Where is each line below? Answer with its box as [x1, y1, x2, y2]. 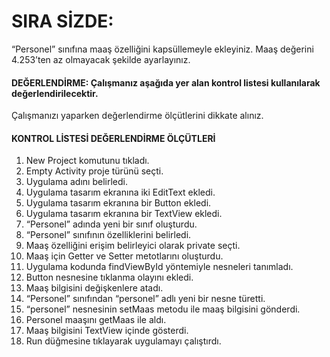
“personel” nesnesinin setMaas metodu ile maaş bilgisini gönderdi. [25, 303, 301, 315]
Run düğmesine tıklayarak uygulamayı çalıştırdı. [25, 335, 222, 347]
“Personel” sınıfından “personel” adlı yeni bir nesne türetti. [25, 293, 266, 305]
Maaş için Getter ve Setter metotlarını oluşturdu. [25, 250, 224, 262]
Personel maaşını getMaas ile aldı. [25, 314, 167, 326]
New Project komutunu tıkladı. [25, 155, 150, 167]
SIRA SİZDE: [11, 10, 114, 33]
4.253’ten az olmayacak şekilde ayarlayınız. [11, 53, 191, 65]
